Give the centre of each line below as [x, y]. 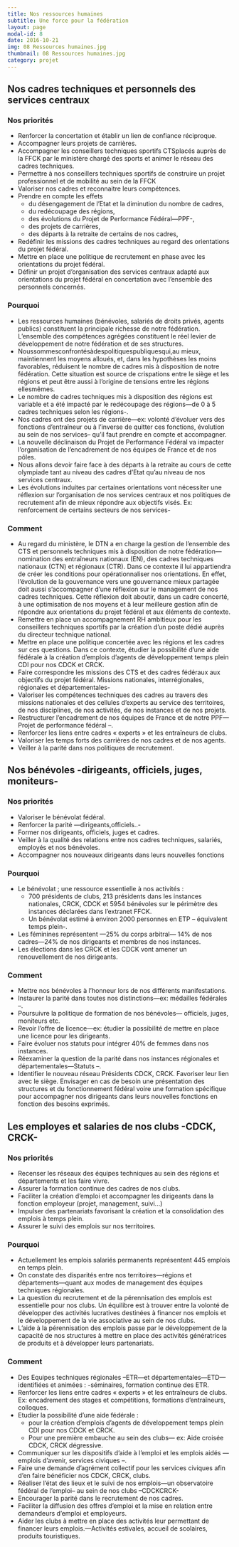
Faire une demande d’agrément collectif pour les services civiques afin [122, 1468]
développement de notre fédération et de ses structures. [100, 344]
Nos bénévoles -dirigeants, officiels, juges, [105, 770]
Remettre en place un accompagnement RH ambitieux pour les [110, 620]
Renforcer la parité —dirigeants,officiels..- [79, 824]
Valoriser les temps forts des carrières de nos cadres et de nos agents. [122, 740]
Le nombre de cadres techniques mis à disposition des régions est [115, 396]
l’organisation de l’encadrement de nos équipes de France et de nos [117, 450]
